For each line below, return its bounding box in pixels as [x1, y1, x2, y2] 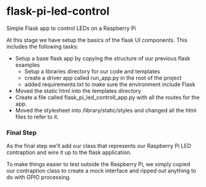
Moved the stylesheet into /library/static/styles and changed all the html [15, 106, 197, 114]
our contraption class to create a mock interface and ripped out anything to [6, 167, 196, 175]
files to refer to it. [15, 113, 59, 120]
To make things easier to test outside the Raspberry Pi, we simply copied [6, 161, 191, 168]
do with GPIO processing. [6, 174, 71, 181]
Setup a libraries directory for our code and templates [24, 67, 161, 75]
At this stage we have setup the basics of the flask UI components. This [6, 36, 188, 43]
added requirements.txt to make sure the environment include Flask [24, 81, 196, 88]
